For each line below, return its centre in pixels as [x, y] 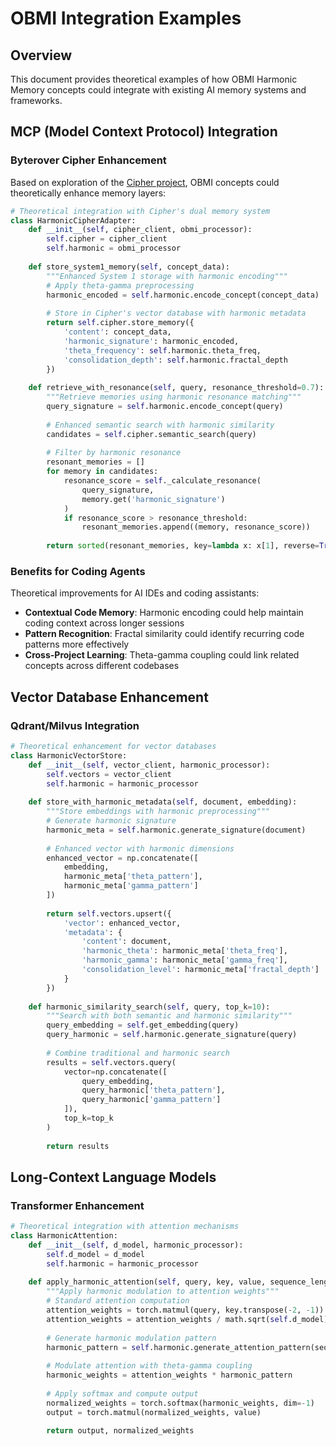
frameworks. [36, 100]
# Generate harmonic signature [111, 821]
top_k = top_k [88, 1118]
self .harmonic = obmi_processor [114, 248]
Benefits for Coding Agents [78, 571]
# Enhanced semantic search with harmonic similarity [160, 425]
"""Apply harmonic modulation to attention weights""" [163, 1292]
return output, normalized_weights [120, 1431]
